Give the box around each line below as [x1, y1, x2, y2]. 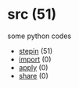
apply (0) [18, 62, 48, 72]
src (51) [7, 5, 57, 23]
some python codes [7, 31, 72, 40]
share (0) [18, 71, 48, 80]
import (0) [18, 55, 52, 64]
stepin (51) [18, 46, 53, 55]
